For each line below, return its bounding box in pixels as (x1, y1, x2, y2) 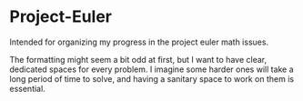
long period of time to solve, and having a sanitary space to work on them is (9, 73, 294, 84)
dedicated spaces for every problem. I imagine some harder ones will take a (9, 64, 294, 75)
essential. (9, 83, 45, 94)
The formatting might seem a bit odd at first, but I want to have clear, (9, 54, 267, 65)
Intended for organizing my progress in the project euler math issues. (9, 36, 269, 47)
